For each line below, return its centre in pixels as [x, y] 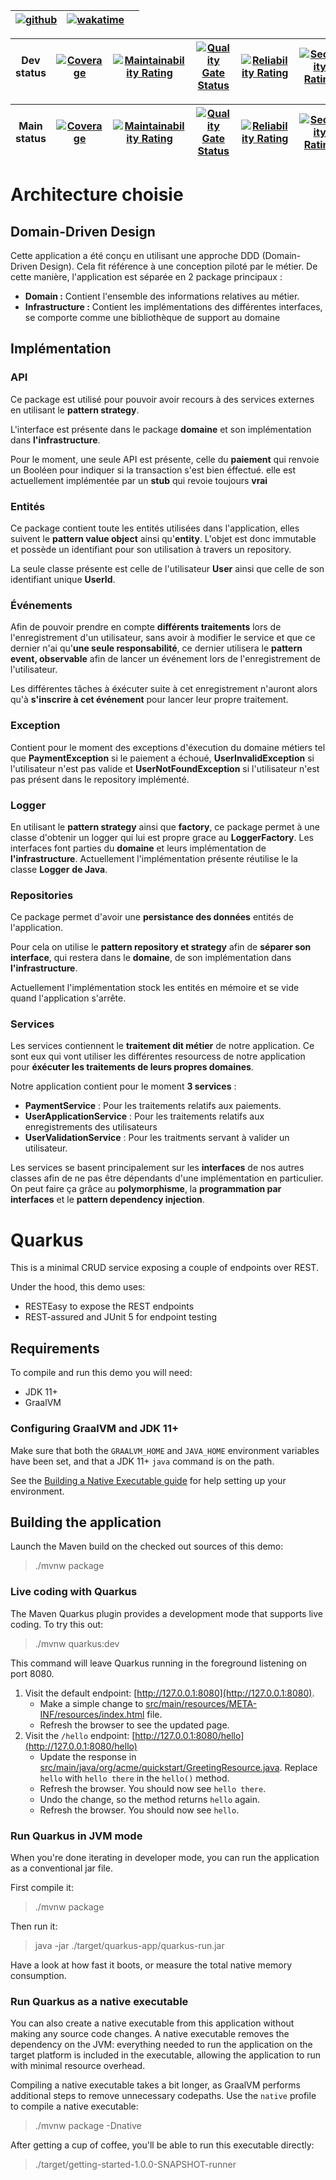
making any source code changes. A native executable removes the [150, 2034]
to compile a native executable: [74, 2106]
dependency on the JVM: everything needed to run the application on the [161, 2045]
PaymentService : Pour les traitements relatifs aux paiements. [153, 1106]
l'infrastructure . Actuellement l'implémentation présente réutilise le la [154, 858]
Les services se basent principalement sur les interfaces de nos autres [157, 1168]
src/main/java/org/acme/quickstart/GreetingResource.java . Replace [178, 1767]
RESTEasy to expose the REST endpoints [109, 1306]
